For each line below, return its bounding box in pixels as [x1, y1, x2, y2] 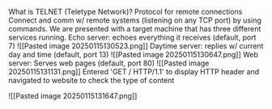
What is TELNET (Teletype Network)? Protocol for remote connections [8, 7, 243, 16]
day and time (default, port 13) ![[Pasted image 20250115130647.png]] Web [8, 50, 259, 59]
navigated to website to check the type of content [8, 76, 175, 85]
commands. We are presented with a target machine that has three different [8, 24, 261, 33]
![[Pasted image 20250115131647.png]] [8, 91, 138, 100]
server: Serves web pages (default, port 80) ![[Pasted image [8, 58, 210, 68]
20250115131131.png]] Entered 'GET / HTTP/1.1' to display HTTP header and [8, 67, 260, 76]
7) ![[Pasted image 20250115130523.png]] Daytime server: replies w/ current [8, 41, 264, 51]
